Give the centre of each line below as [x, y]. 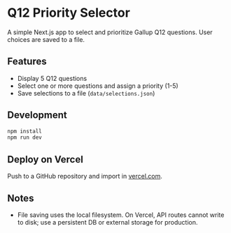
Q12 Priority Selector [69, 13]
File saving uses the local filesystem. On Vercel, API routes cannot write [121, 215]
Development [37, 115]
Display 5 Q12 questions [52, 78]
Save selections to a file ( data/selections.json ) [86, 93]
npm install [24, 131]
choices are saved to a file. [46, 39]
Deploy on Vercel [45, 159]
